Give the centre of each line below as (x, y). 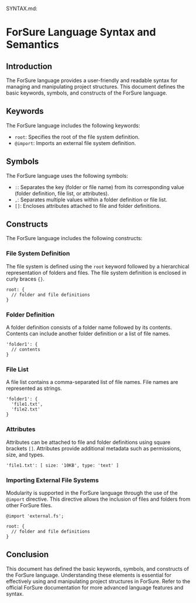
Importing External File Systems (53, 480)
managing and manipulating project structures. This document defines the (95, 87)
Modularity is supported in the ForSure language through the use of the (92, 493)
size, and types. (25, 454)
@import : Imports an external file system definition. (75, 143)
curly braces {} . (25, 279)
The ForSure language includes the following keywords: (73, 125)
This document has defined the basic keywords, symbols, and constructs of (97, 568)
